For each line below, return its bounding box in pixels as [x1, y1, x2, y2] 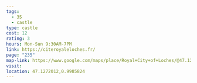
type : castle [6, 25, 38, 31]
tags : [6, 8, 19, 15]
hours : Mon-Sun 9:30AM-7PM [6, 41, 72, 47]
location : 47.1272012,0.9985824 [6, 68, 85, 74]
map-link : [6, 57, 30, 63]
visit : [6, 63, 22, 69]
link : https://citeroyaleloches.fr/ [6, 47, 96, 53]
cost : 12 [6, 30, 28, 36]
